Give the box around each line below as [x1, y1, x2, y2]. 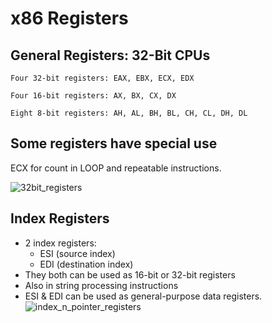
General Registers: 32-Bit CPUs [10, 47, 211, 64]
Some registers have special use [10, 135, 218, 152]
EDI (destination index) [39, 258, 134, 270]
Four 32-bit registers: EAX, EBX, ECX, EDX [10, 73, 195, 83]
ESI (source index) [39, 247, 116, 259]
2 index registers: [24, 237, 97, 249]
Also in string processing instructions [24, 279, 179, 291]
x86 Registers [10, 7, 129, 30]
